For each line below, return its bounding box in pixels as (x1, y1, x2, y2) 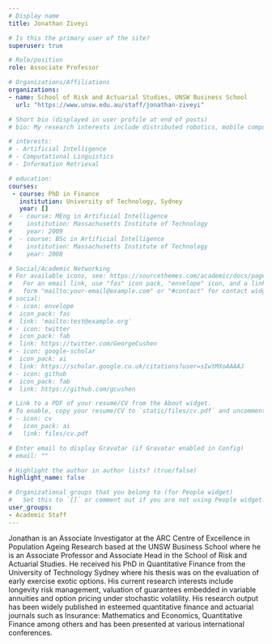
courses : (8, 182, 38, 190)
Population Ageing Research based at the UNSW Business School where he (8, 541, 261, 551)
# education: (8, 175, 53, 183)
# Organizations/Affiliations (8, 78, 111, 87)
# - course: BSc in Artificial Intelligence (8, 235, 164, 243)
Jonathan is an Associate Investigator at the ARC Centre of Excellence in (8, 533, 251, 543)
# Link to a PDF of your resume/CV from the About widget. (8, 400, 212, 408)
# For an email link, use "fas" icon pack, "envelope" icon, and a (8, 280, 249, 288)
